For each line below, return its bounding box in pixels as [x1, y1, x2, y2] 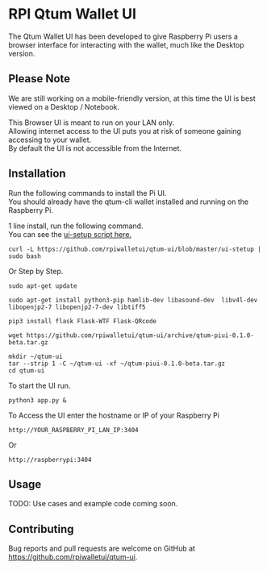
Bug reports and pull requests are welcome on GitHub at [8, 543, 196, 553]
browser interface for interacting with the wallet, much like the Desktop [8, 40, 244, 49]
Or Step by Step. [8, 266, 64, 276]
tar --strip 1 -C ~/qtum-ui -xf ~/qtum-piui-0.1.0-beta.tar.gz [8, 360, 226, 368]
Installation [8, 167, 66, 181]
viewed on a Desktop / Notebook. [8, 102, 119, 111]
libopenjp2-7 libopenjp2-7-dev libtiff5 [8, 303, 147, 311]
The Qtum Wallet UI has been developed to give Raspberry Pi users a [8, 31, 238, 41]
